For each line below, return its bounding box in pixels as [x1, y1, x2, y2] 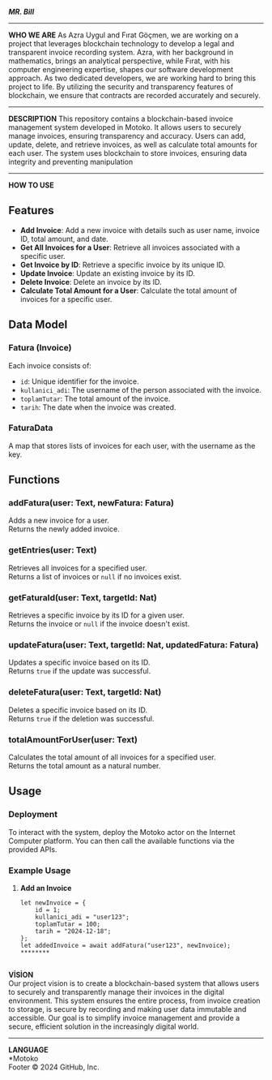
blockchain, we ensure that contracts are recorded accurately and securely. [8, 91, 261, 100]
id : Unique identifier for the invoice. [19, 376, 139, 386]
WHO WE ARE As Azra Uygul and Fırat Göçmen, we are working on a [8, 30, 239, 40]
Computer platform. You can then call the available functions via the [8, 836, 235, 845]
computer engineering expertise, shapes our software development [8, 65, 234, 74]
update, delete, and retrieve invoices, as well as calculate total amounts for [8, 140, 257, 149]
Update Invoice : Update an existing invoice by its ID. [19, 268, 196, 278]
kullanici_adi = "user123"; [35, 913, 130, 921]
